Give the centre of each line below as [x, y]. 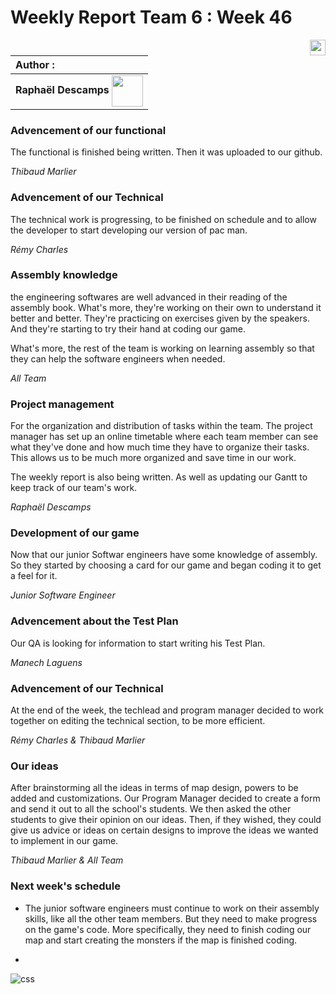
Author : [35, 64]
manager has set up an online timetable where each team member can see [164, 437]
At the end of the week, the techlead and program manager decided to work [167, 710]
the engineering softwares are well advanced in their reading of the [149, 297]
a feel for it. [34, 576]
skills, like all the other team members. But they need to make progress [171, 918]
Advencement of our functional [88, 130]
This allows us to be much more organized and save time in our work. [153, 458]
